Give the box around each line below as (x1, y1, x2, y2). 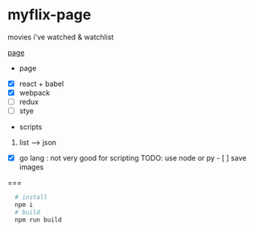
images (19, 162, 44, 172)
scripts (19, 122, 43, 132)
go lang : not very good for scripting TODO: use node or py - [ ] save (19, 153, 247, 163)
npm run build (14, 215, 62, 224)
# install (14, 193, 47, 201)
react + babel (19, 79, 64, 88)
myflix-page (7, 6, 92, 24)
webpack (19, 88, 50, 97)
